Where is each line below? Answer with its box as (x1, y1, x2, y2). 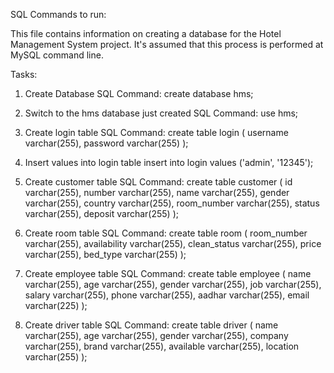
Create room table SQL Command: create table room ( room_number (24, 227, 308, 239)
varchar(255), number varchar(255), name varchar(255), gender (24, 187, 290, 198)
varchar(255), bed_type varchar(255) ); (24, 249, 187, 260)
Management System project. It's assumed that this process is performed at (10, 39, 324, 50)
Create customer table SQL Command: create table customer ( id (24, 176, 293, 188)
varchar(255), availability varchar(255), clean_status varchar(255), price (24, 238, 322, 249)
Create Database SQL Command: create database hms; (24, 88, 254, 99)
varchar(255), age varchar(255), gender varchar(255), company (24, 330, 289, 341)
